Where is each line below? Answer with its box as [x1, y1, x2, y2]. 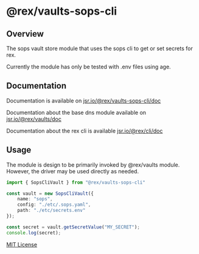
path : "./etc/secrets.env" [17, 208, 86, 214]
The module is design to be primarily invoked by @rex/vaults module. [6, 161, 180, 169]
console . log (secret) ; [6, 230, 61, 236]
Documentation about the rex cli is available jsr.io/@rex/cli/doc [6, 127, 163, 134]
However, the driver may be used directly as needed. [6, 167, 139, 175]
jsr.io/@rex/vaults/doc [6, 115, 62, 123]
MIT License [6, 241, 38, 248]
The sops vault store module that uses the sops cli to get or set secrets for [6, 45, 193, 52]
